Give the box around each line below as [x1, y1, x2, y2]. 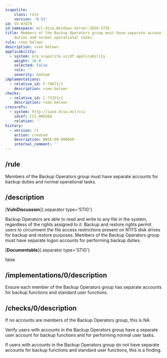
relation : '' [14, 118, 41, 124]
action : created [14, 133, 48, 138]
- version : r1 [9, 128, 39, 133]
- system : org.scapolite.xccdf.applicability [9, 53, 106, 59]
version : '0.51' [14, 16, 48, 21]
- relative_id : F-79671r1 [9, 81, 64, 86]
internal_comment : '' [14, 142, 59, 147]
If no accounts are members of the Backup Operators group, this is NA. [5, 317, 151, 323]
